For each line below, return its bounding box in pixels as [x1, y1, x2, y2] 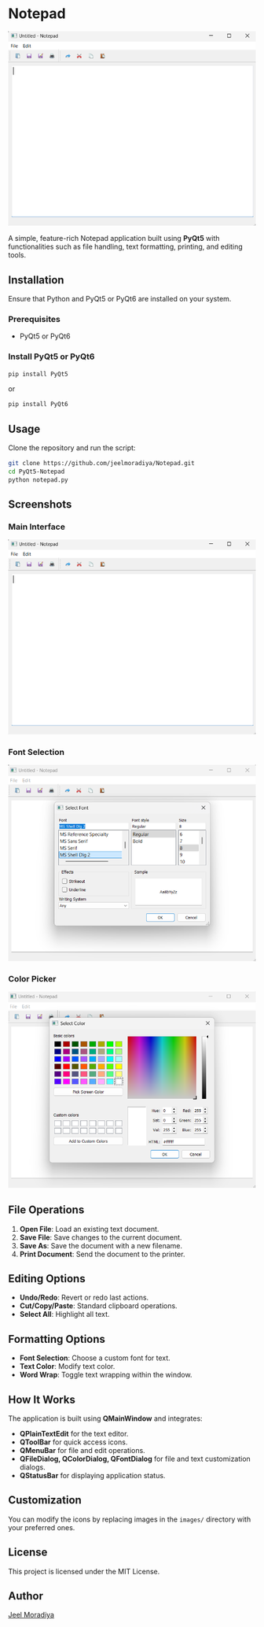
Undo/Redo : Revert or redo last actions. [19, 1292, 149, 1303]
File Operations [8, 1204, 85, 1217]
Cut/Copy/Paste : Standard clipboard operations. [19, 1301, 178, 1311]
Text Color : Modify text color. [19, 1362, 115, 1371]
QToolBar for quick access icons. [19, 1437, 128, 1447]
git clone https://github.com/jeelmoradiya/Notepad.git [8, 460, 195, 468]
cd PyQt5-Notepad [8, 468, 65, 475]
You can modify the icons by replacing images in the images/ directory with [8, 1514, 251, 1524]
